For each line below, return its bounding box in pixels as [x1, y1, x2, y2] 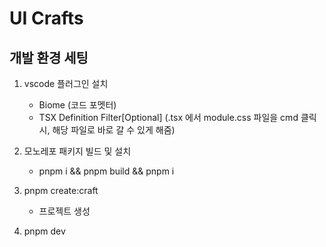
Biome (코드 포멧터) [38, 99, 117, 111]
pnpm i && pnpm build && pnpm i [38, 165, 175, 177]
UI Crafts [9, 7, 84, 30]
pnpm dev [23, 225, 66, 237]
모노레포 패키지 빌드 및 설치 [23, 145, 132, 157]
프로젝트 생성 [38, 205, 91, 217]
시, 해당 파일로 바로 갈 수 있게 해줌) [38, 124, 176, 136]
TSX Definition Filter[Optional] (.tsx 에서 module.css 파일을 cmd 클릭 [38, 112, 317, 123]
